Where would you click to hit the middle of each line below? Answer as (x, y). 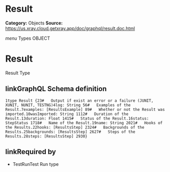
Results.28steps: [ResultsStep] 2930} (46, 136)
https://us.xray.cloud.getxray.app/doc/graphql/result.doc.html (70, 28)
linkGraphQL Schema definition (56, 89)
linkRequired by (31, 152)
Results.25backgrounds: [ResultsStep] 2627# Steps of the (70, 132)
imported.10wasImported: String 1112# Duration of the (67, 114)
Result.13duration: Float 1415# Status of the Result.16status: (77, 118)
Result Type (18, 73)
